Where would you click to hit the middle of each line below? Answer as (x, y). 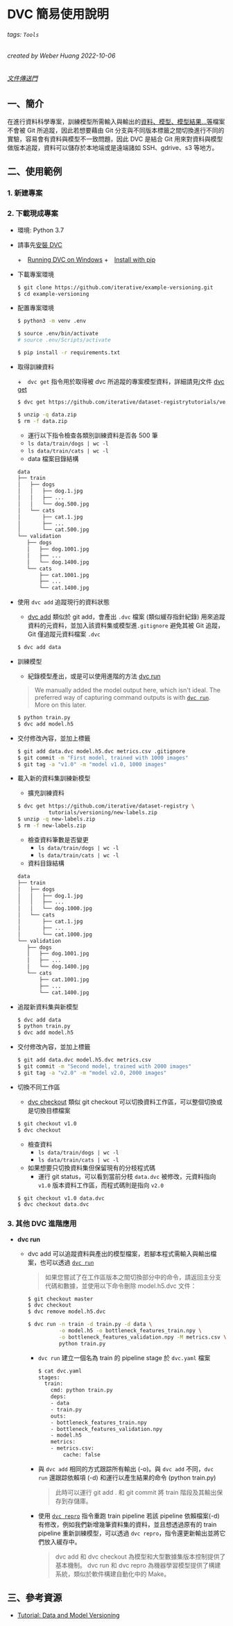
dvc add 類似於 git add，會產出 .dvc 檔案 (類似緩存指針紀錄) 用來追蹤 (126, 617)
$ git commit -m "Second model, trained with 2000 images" (104, 1066)
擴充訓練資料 (46, 793)
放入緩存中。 (62, 1541)
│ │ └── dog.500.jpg (53, 504)
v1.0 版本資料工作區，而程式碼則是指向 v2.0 (101, 1185)
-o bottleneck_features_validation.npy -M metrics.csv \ (143, 1337)
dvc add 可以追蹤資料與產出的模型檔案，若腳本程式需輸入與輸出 (119, 1253)
